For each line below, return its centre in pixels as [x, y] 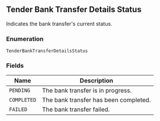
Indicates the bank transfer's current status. [59, 23]
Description [96, 81]
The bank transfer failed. [76, 109]
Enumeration [25, 39]
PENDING [20, 91]
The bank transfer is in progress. [87, 91]
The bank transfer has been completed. [96, 100]
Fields [15, 65]
